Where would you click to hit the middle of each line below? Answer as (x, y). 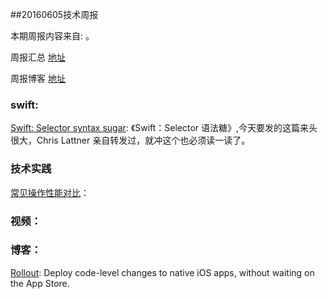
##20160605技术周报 (54, 14)
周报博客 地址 (38, 78)
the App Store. (40, 283)
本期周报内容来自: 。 (52, 36)
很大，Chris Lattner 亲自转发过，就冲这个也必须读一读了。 (130, 140)
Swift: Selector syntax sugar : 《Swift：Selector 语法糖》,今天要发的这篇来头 (164, 128)
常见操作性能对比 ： (50, 192)
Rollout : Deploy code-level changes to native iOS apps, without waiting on (162, 272)
